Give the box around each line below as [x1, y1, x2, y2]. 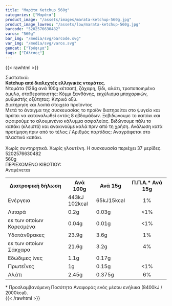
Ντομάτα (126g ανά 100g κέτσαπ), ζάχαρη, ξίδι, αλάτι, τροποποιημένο [5, 85, 155, 91]
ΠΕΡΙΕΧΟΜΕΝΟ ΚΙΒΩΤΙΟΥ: [5, 161, 61, 167]
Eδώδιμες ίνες [8, 254, 43, 261]
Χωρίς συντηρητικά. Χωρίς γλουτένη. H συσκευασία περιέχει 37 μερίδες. [5, 145, 162, 151]
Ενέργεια [8, 196, 31, 204]
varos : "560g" [5, 31, 36, 36]
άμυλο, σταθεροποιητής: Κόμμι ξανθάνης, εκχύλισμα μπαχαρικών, [5, 91, 148, 97]
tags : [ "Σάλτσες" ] [5, 50, 45, 55]
